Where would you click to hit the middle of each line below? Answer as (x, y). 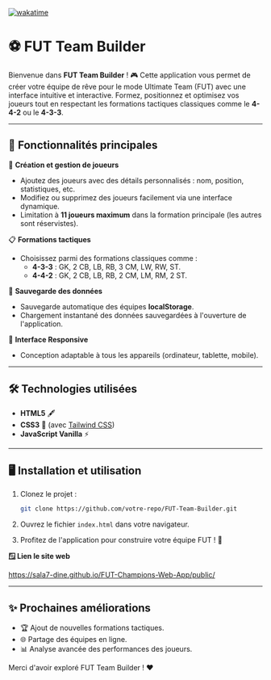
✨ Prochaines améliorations (80, 608)
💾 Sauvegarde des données (56, 291)
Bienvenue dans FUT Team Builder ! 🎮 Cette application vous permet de (130, 75)
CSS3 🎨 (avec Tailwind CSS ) (67, 425)
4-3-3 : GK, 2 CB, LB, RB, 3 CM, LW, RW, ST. (106, 267)
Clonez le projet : (48, 494)
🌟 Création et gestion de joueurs (64, 165)
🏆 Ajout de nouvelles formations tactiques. (92, 628)
